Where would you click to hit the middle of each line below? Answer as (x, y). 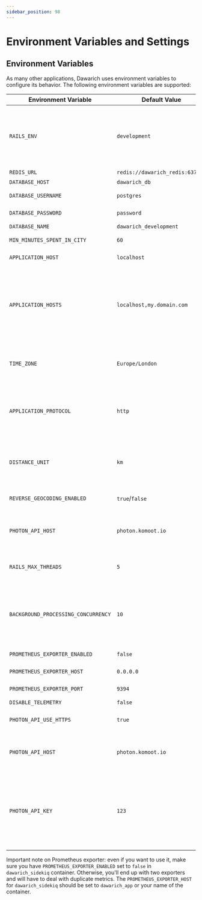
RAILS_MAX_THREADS (35, 567)
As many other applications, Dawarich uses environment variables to (91, 78)
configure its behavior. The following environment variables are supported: (99, 84)
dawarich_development (148, 226)
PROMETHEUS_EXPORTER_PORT (46, 689)
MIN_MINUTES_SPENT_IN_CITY (48, 240)
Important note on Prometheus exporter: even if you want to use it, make (96, 860)
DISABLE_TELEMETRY (35, 702)
